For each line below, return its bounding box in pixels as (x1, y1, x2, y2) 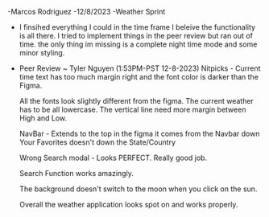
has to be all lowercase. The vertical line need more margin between (19, 104, 246, 114)
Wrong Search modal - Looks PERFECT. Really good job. (19, 153, 207, 162)
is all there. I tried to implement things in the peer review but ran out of (19, 31, 253, 40)
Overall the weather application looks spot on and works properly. (19, 200, 238, 209)
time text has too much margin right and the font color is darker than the (19, 72, 259, 81)
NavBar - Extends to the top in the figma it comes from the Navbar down (19, 129, 260, 138)
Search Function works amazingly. (19, 169, 134, 178)
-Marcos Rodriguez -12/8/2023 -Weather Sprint (7, 7, 166, 16)
